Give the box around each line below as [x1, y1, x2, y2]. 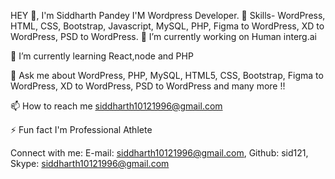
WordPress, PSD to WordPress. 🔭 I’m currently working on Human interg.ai [10, 31, 317, 42]
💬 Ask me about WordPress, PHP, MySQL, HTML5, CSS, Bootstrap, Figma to [10, 70, 324, 81]
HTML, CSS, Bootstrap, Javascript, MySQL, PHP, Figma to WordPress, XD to [10, 20, 325, 32]
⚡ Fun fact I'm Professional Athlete [10, 124, 153, 135]
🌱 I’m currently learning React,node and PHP [10, 50, 194, 62]
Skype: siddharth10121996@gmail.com [10, 158, 170, 169]
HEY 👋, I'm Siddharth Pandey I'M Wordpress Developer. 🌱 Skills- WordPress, [10, 10, 326, 21]
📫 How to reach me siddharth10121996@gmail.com [10, 100, 223, 112]
